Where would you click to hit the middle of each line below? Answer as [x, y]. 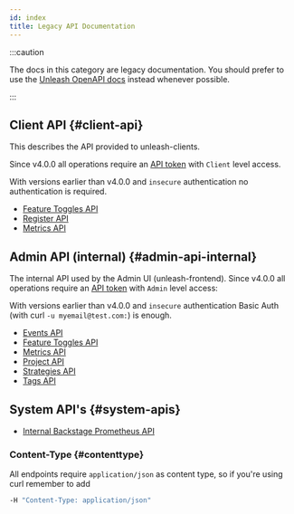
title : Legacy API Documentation [72, 26]
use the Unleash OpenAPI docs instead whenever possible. [120, 79]
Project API [43, 362]
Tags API [39, 381]
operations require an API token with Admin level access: [114, 288]
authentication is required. [58, 192]
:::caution [27, 52]
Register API [46, 219]
